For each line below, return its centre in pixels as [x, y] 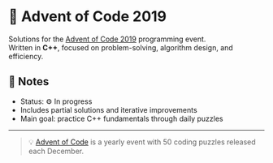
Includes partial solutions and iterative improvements [108, 109]
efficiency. [26, 56]
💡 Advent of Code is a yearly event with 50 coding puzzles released [142, 142]
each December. [56, 151]
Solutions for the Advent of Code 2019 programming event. [107, 39]
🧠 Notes [29, 81]
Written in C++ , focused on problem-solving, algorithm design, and [121, 47]
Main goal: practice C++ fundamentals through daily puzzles [121, 118]
